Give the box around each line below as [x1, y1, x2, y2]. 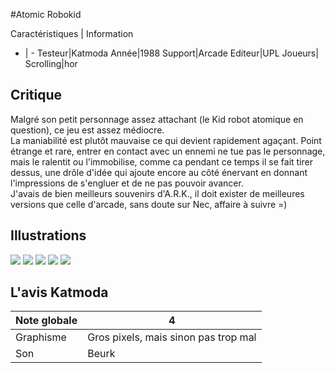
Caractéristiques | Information [10, 28, 134, 39]
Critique [10, 87, 63, 104]
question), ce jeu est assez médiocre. [10, 124, 165, 136]
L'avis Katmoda [10, 284, 109, 301]
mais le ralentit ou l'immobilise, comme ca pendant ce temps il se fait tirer [10, 155, 313, 168]
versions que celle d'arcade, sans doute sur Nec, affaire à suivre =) [10, 198, 288, 210]
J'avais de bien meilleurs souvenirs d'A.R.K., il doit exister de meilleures [10, 187, 305, 199]
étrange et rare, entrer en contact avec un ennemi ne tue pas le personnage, [10, 145, 326, 157]
